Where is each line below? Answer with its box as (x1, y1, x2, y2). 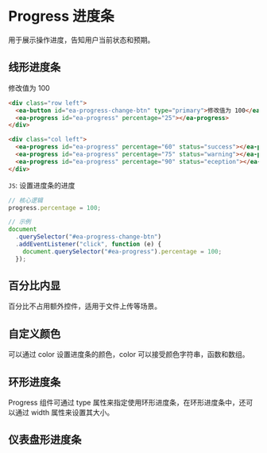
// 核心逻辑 (8, 196, 44, 204)
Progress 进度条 (8, 7, 115, 25)
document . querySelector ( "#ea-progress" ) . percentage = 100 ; (22, 247, 222, 255)
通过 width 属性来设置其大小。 (14, 408, 114, 417)
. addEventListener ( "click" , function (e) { (15, 240, 161, 248)
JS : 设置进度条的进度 (8, 180, 75, 190)
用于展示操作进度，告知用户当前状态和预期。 (8, 35, 155, 45)
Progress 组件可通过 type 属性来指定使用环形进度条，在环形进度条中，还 (8, 398, 246, 408)
